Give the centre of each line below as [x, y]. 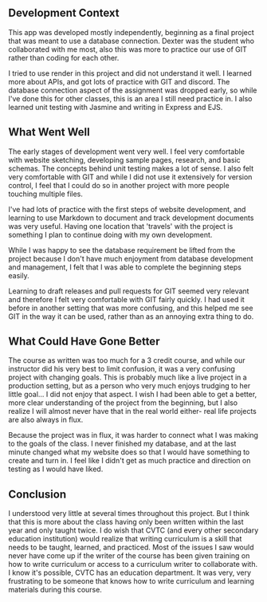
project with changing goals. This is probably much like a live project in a [128, 377]
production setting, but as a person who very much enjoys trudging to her [130, 386]
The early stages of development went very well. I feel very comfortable [127, 151]
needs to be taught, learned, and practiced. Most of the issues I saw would [131, 547]
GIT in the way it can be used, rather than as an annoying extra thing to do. [131, 316]
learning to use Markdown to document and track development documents [131, 218]
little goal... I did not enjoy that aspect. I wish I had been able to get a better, [133, 395]
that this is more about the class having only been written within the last [126, 522]
